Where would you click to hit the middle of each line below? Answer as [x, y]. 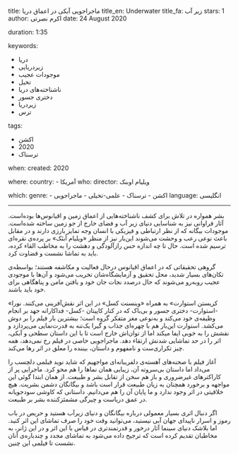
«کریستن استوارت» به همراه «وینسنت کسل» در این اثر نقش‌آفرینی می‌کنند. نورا [113, 303]
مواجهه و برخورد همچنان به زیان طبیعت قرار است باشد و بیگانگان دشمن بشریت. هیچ [119, 384]
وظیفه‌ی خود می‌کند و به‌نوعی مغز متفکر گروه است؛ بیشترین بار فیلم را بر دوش [112, 318]
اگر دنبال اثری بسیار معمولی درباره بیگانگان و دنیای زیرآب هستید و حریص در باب [113, 413]
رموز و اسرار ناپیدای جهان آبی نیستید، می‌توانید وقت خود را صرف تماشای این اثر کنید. [119, 420]
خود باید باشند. [27, 289]
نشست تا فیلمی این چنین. [42, 443]
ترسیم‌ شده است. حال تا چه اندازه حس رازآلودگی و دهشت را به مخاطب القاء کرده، [117, 246]
